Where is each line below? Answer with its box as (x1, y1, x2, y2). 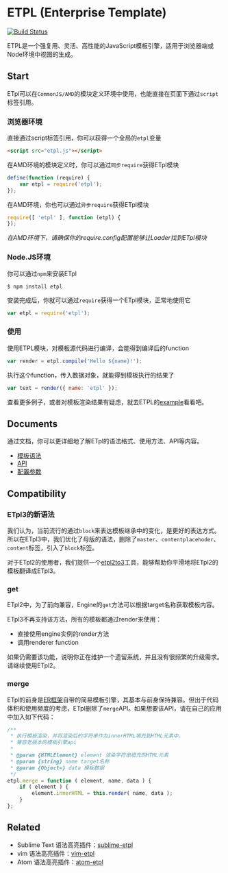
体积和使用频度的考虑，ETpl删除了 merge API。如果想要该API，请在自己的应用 (7, 704, 223, 712)
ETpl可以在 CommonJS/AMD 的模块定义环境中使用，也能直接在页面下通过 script (7, 89, 219, 97)
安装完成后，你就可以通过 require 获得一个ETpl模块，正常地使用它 (7, 296, 191, 304)
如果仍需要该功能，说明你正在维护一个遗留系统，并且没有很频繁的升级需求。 (7, 653, 223, 661)
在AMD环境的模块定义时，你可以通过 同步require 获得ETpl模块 (7, 160, 179, 169)
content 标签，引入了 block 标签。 (7, 543, 98, 552)
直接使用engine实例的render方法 (16, 630, 110, 638)
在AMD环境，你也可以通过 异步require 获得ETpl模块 (7, 200, 149, 208)
